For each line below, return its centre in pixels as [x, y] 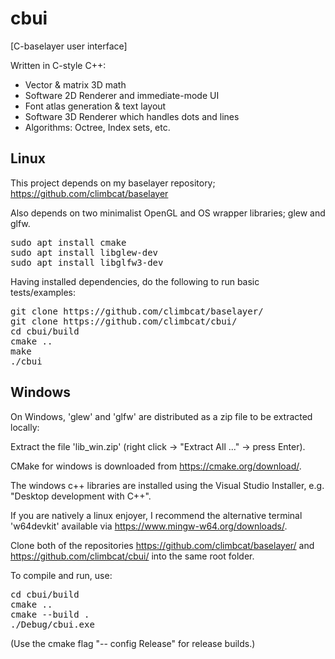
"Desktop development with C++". [81, 496]
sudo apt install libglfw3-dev [87, 262]
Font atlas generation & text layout [95, 106]
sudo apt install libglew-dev [84, 252]
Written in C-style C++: [58, 65]
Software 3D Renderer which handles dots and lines [132, 116]
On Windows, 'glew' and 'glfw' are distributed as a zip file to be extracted [161, 416]
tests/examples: [43, 292]
